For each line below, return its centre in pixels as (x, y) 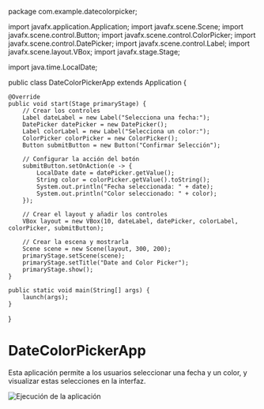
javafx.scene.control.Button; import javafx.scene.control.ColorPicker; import (132, 35)
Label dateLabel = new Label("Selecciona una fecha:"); (117, 118)
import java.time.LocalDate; (53, 67)
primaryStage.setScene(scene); (74, 256)
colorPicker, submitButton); (56, 228)
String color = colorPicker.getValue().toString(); (124, 180)
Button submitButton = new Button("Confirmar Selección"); (122, 145)
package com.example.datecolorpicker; (73, 11)
